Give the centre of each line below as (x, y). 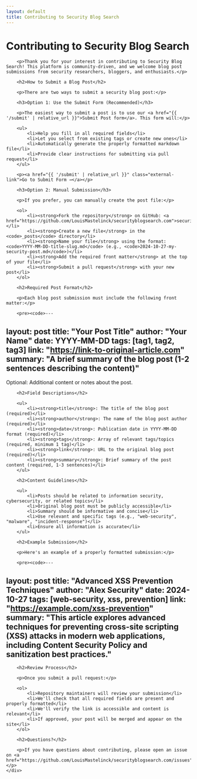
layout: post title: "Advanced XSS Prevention (90, 581)
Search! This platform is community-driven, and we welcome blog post (94, 67)
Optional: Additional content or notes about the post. (69, 382)
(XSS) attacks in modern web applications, (86, 636)
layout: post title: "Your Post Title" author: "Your (96, 332)
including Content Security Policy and (77, 645)
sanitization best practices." (59, 654)
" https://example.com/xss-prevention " (80, 608)
